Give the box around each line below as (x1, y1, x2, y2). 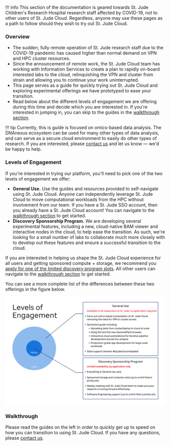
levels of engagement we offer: (5, 176, 71, 182)
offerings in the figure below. (5, 286, 65, 292)
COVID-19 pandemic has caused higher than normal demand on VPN (12, 50, 157, 56)
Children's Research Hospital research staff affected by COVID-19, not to (5, 10, 158, 16)
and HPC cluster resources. (12, 55, 71, 61)
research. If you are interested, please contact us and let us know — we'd (5, 141, 159, 147)
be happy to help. (5, 146, 42, 152)
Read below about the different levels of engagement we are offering (12, 98, 157, 105)
